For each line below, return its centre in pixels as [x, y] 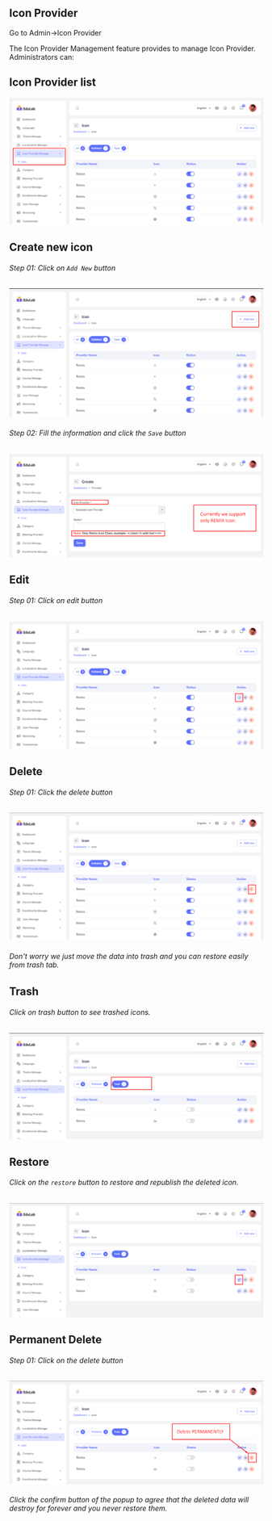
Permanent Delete [56, 1340]
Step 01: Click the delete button [61, 792]
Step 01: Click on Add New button [63, 268]
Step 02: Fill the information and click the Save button [98, 433]
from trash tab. [34, 965]
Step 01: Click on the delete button [66, 1360]
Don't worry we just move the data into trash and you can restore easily [129, 956]
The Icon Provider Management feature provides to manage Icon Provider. [133, 48]
